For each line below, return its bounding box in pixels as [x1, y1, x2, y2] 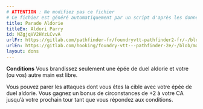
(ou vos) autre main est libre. [6, 71, 78, 79]
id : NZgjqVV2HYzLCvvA [6, 31, 61, 38]
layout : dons [6, 48, 39, 54]
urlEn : [6, 43, 23, 49]
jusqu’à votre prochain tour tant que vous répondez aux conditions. [6, 96, 173, 103]
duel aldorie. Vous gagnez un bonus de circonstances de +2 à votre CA [6, 89, 184, 97]
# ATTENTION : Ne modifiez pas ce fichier [6, 8, 115, 15]
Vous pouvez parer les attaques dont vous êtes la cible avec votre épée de [6, 83, 192, 90]
